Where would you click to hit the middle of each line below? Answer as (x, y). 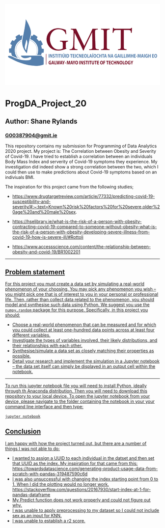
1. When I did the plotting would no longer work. (60, 484)
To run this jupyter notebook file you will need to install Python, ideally (76, 386)
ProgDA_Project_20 (46, 103)
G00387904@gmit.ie (31, 135)
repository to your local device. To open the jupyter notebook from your (78, 396)
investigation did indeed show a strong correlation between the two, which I (82, 167)
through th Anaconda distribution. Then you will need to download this (76, 391)
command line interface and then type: (44, 407)
